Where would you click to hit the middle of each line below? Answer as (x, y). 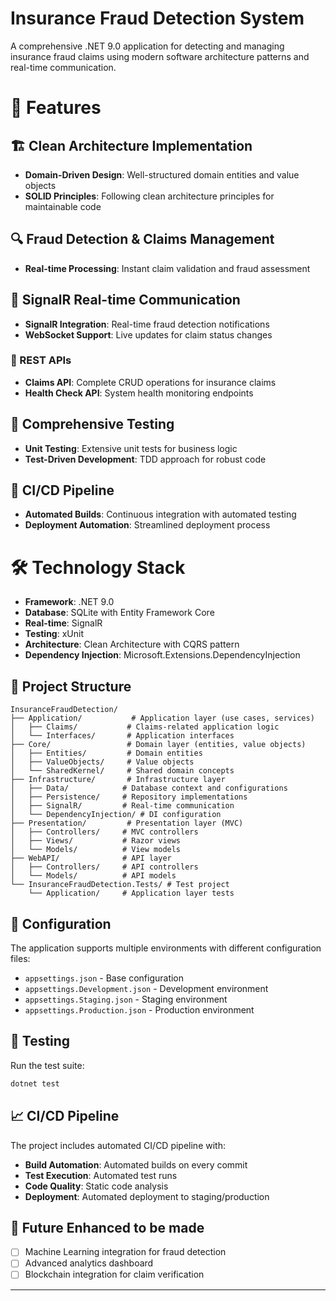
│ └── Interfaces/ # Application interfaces (122, 736)
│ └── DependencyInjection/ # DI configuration (116, 815)
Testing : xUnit (54, 634)
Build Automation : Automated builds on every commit (136, 1164)
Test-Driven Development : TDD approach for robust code (145, 459)
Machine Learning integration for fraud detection (125, 1252)
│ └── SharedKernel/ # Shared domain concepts (122, 771)
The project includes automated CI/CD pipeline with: (118, 1145)
